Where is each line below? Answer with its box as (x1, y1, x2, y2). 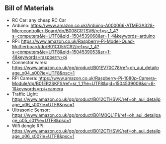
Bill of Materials (4, 4, 54, 12)
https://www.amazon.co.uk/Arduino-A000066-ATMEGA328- (30, 22, 155, 28)
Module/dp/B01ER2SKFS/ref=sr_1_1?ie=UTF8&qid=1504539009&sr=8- (11, 80, 156, 86)
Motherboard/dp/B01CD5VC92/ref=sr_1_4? (11, 43, 99, 49)
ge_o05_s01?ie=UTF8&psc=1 (11, 117, 72, 123)
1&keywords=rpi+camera (11, 85, 63, 91)
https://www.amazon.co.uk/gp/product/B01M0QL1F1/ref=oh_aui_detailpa (11, 112, 161, 118)
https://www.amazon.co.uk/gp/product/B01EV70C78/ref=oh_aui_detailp (11, 65, 160, 71)
